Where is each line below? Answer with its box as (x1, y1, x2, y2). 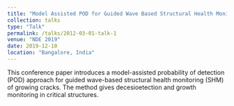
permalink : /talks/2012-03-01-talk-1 (7, 29, 117, 37)
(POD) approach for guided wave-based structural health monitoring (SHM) (7, 75, 224, 84)
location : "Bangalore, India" (7, 50, 95, 56)
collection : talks (7, 17, 61, 24)
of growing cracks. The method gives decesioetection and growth (7, 83, 196, 91)
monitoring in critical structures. (7, 90, 99, 98)
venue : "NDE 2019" (7, 36, 61, 43)
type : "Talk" (7, 23, 45, 30)
